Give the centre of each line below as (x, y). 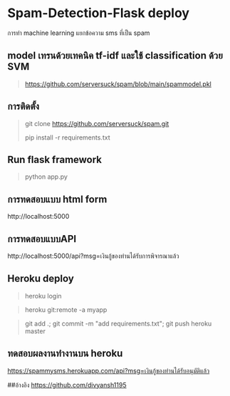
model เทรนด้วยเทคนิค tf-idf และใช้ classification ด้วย (115, 56)
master (35, 331)
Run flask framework (54, 159)
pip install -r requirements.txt (67, 137)
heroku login (43, 296)
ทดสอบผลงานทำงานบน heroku (65, 354)
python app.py (46, 177)
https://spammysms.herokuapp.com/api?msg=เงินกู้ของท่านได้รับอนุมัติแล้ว (109, 370)
